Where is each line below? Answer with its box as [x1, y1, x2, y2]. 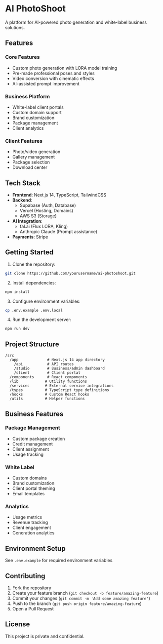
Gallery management [12, 154, 55, 160]
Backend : [12, 197, 33, 203]
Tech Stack [5, 179, 41, 187]
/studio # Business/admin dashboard [14, 366, 105, 371]
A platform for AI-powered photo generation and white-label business [5, 19, 147, 25]
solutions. [5, 24, 25, 30]
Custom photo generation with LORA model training [12, 65, 118, 71]
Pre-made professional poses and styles [12, 70, 95, 76]
